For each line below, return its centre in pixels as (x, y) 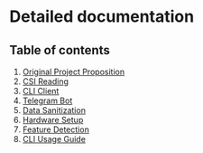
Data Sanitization (54, 110)
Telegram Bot (47, 100)
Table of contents (60, 50)
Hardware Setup (53, 120)
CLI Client (41, 91)
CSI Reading (46, 81)
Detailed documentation (102, 17)
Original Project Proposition (73, 72)
